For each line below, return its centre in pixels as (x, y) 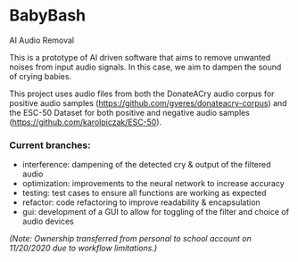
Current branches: (50, 145)
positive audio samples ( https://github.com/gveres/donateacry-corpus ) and (148, 102)
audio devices (48, 221)
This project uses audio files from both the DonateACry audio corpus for (142, 94)
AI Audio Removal (41, 40)
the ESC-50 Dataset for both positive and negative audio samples (129, 112)
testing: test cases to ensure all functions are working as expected (144, 193)
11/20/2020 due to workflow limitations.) (83, 248)
